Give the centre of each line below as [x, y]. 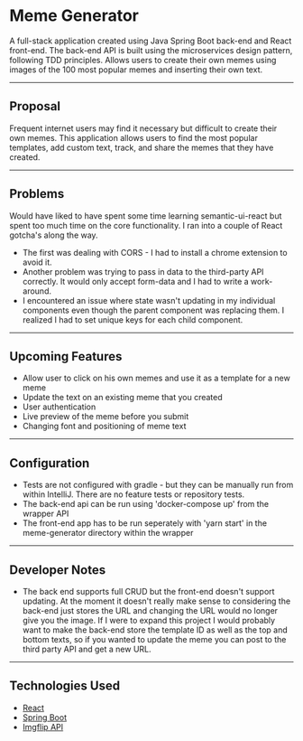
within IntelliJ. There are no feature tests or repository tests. [133, 494]
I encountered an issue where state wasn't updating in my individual [149, 300]
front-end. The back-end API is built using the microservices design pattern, [151, 50]
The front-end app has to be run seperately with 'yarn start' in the [145, 523]
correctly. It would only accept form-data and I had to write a [136, 281]
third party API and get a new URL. [87, 649]
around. [37, 291]
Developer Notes [58, 570]
